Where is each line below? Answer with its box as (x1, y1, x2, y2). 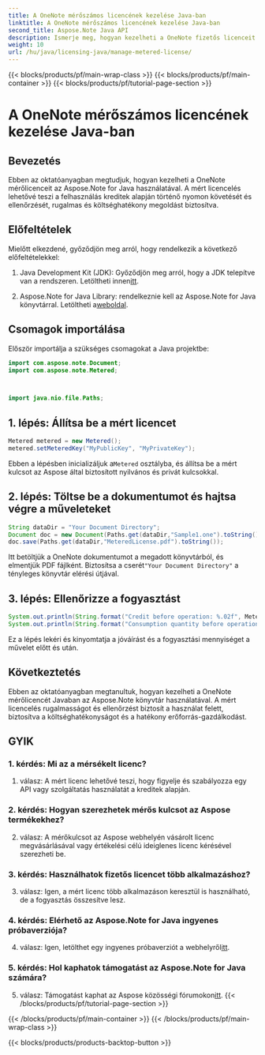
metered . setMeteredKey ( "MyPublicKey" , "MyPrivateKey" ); (8, 444, 196, 452)
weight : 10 (8, 41, 44, 49)
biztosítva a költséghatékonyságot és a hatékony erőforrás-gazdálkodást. (8, 711, 247, 721)
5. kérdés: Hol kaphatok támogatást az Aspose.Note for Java (8, 963, 246, 974)
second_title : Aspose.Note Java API (8, 26, 129, 34)
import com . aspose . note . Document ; (8, 359, 122, 367)
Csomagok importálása (8, 323, 125, 336)
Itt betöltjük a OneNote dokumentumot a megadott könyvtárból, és (8, 552, 224, 561)
